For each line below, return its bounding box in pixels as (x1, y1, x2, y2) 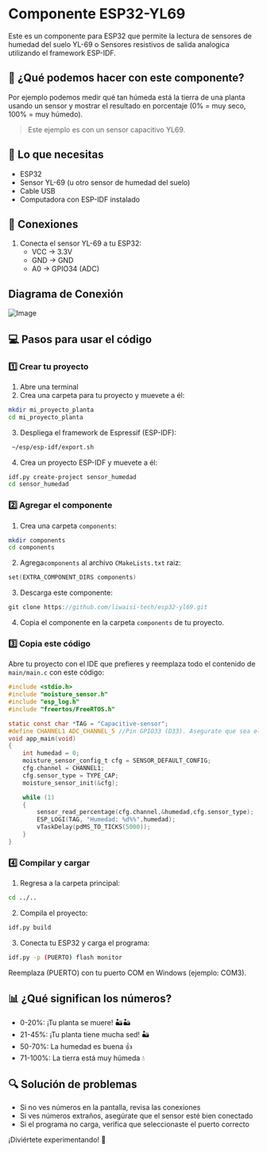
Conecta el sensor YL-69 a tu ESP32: (19, 238, 141, 248)
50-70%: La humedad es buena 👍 (19, 1041, 133, 1051)
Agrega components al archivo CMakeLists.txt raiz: (19, 558, 181, 568)
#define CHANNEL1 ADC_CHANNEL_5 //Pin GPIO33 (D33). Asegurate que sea (8, 727, 250, 735)
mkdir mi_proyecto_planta (8, 406, 94, 414)
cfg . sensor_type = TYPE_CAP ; (22, 771, 119, 780)
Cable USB (19, 186, 56, 195)
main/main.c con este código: (8, 667, 105, 678)
